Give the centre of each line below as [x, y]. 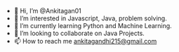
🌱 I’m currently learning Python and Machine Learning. [93, 26]
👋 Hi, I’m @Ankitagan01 [48, 11]
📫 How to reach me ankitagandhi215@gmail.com [85, 41]
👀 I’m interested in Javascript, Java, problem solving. [90, 18]
